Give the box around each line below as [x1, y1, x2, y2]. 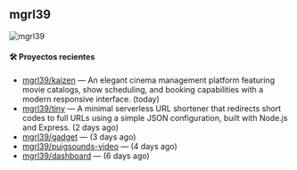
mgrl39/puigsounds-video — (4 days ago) [21, 142, 178, 152]
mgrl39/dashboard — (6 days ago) [21, 150, 150, 161]
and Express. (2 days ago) [21, 122, 119, 133]
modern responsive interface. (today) [21, 93, 161, 105]
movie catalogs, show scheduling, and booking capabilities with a [21, 85, 264, 95]
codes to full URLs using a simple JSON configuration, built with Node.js [21, 113, 288, 124]
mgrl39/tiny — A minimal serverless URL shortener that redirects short [21, 103, 282, 114]
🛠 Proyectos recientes [9, 52, 95, 62]
